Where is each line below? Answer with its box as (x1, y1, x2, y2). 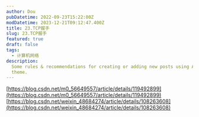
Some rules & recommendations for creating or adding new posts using (11, 63, 190, 70)
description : (6, 58, 38, 64)
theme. (11, 69, 28, 75)
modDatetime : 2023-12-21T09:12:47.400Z (6, 19, 105, 25)
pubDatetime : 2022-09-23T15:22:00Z (6, 14, 94, 20)
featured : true (6, 36, 44, 42)
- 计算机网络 (11, 53, 40, 58)
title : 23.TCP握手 (6, 25, 50, 31)
